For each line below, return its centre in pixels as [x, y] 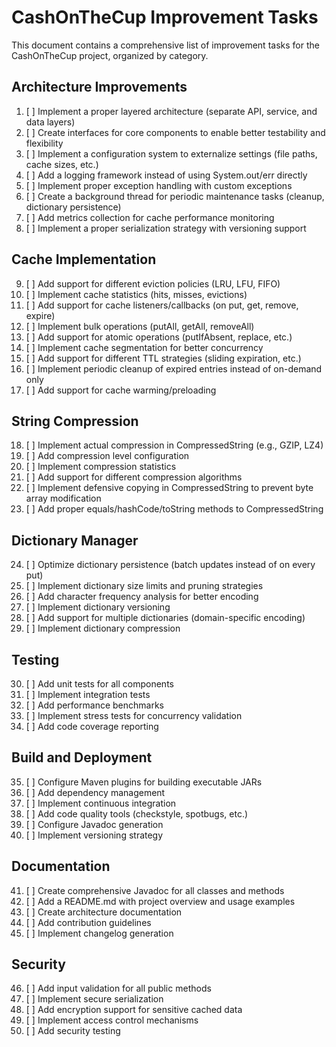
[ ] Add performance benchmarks [94, 705]
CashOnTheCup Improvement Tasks [165, 17]
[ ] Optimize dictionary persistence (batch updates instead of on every [170, 565]
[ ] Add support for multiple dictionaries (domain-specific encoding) [165, 618]
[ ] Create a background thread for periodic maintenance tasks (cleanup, [175, 196]
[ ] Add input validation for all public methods [118, 988]
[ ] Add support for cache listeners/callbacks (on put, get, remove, [162, 305]
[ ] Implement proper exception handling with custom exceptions [159, 185]
